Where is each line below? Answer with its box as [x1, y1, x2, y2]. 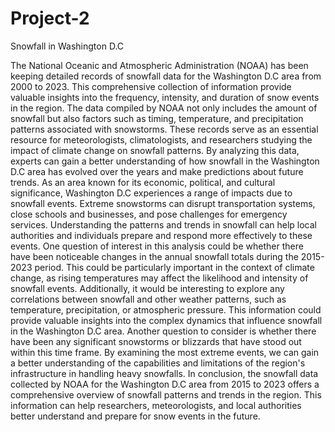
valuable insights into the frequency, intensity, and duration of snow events [10, 91, 320, 103]
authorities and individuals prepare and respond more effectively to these [10, 229, 313, 241]
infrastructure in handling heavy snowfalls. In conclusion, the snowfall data [10, 367, 319, 379]
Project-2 [10, 7, 90, 30]
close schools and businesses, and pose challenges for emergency [10, 208, 288, 220]
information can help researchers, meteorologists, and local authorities [10, 399, 302, 411]
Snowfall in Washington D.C [10, 40, 125, 52]
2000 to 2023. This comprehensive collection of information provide [10, 80, 292, 92]
